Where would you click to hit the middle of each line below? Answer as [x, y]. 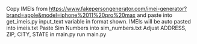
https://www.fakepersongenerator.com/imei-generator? [118, 9]
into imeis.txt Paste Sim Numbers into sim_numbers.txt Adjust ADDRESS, [96, 28]
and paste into [155, 15]
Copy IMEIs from [27, 9]
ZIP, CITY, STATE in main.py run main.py [56, 34]
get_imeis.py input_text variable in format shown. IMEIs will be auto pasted [99, 21]
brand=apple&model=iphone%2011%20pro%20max [71, 15]
